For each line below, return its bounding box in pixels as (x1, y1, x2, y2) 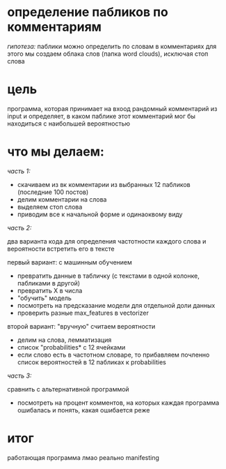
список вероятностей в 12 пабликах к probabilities (17, 357, 167, 366)
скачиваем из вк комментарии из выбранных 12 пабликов (17, 180, 191, 188)
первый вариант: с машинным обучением (7, 258, 132, 266)
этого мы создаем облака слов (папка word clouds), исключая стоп (7, 50, 209, 58)
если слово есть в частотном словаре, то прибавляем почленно (17, 350, 210, 359)
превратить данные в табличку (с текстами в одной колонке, (17, 271, 200, 280)
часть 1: (7, 167, 31, 175)
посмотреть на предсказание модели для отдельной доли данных (17, 301, 216, 309)
